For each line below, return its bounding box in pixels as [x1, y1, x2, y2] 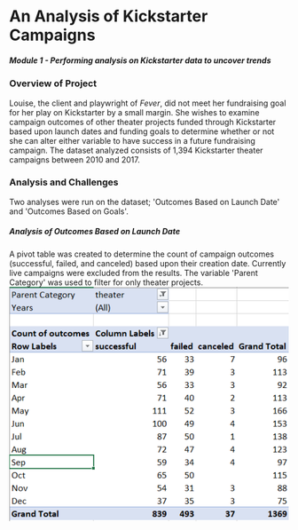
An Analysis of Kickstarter [9, 6, 208, 27]
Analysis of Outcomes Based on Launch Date [9, 226, 180, 237]
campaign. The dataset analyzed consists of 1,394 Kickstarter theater [9, 145, 263, 155]
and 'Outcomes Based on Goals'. [9, 206, 129, 217]
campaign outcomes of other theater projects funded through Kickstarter [9, 116, 277, 127]
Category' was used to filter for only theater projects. [9, 277, 204, 288]
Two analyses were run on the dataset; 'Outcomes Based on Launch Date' [9, 196, 280, 207]
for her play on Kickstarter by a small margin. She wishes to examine [9, 107, 260, 117]
